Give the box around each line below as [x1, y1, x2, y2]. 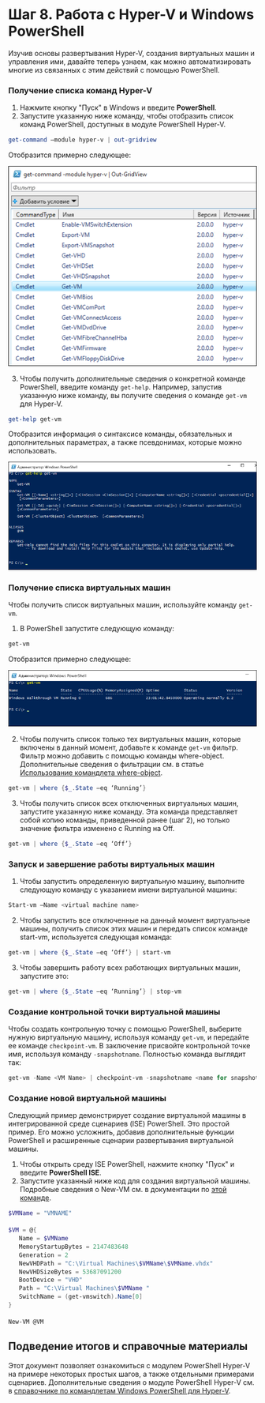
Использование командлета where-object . [19, 768, 163, 777]
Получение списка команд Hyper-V [8, 85, 152, 96]
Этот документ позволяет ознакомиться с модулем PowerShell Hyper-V [8, 1360, 251, 1370]
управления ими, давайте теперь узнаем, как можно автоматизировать [8, 57, 252, 66]
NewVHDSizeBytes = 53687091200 [18, 1268, 122, 1276]
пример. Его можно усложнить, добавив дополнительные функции [8, 1127, 234, 1137]
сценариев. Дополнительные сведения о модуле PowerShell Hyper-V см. [8, 1377, 255, 1387]
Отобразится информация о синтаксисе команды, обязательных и [8, 429, 233, 439]
